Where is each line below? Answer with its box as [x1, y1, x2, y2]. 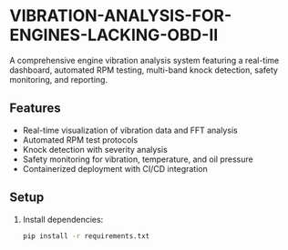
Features [9, 101, 61, 116]
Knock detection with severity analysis [22, 144, 169, 155]
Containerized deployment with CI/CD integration [22, 163, 208, 174]
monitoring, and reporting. [9, 74, 108, 85]
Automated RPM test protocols [22, 134, 139, 145]
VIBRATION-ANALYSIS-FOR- [9, 5, 232, 26]
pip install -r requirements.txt [22, 231, 150, 241]
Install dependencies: [22, 214, 104, 225]
